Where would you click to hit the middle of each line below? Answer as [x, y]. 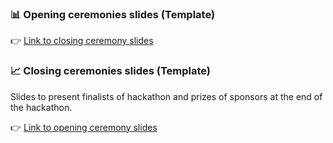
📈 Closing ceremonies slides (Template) [110, 71]
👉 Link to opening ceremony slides [84, 127]
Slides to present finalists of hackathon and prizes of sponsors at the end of [166, 96]
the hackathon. [41, 107]
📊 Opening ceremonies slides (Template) [113, 14]
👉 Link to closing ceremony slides [82, 41]
